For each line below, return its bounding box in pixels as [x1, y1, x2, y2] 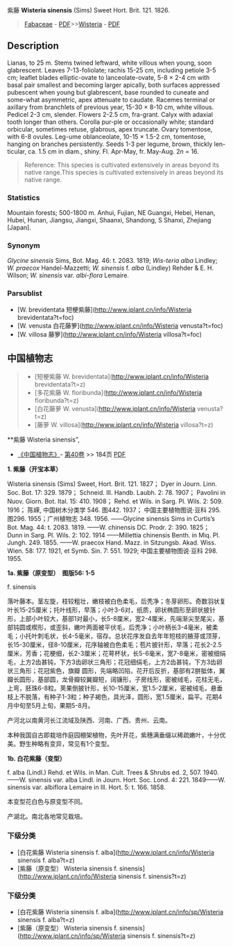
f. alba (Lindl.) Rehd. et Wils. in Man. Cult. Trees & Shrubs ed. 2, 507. [7, 768, 202, 777]
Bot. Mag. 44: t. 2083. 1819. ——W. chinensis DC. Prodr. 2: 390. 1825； [7, 523, 210, 531]
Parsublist [7, 289, 43, 298]
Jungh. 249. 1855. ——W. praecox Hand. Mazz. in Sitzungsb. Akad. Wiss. [7, 538, 216, 547]
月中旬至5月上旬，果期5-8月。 [7, 701, 94, 709]
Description [7, 40, 59, 52]
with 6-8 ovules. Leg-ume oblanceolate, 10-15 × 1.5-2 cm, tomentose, [7, 132, 206, 140]
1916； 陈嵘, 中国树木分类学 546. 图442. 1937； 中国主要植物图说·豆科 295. [7, 505, 221, 514]
